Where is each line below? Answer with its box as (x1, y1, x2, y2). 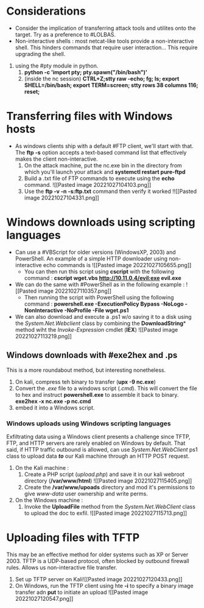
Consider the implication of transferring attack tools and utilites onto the (15, 24, 196, 32)
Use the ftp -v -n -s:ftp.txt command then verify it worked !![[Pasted (24, 187, 197, 195)
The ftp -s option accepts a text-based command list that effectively (15, 149, 187, 156)
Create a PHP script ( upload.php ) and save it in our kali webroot (24, 470, 185, 478)
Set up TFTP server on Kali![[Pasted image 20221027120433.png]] (15, 575, 183, 582)
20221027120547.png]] (15, 595, 74, 602)
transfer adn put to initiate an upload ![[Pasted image (15, 589, 148, 596)
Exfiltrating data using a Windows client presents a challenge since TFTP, (6, 433, 191, 440)
